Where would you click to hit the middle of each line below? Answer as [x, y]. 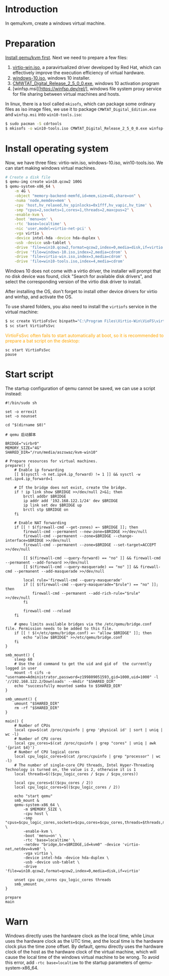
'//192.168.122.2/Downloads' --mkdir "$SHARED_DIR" [60, 681]
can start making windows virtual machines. [51, 168]
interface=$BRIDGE [24, 540]
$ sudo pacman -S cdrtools [33, 124]
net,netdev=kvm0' [23, 849]
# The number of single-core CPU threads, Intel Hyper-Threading [84, 765]
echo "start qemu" [33, 796]
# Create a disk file [28, 177]
